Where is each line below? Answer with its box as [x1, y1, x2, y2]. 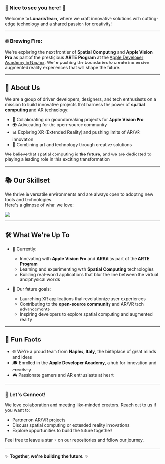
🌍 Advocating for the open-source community [12, 122, 107, 128]
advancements [19, 306, 50, 312]
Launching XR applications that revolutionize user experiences [19, 296, 146, 302]
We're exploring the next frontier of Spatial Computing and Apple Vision [5, 49, 153, 55]
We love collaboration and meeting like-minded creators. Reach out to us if [5, 402, 157, 408]
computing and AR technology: [5, 107, 69, 113]
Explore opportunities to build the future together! [12, 428, 113, 433]
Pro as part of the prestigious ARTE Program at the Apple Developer [5, 54, 144, 60]
